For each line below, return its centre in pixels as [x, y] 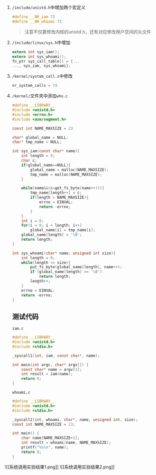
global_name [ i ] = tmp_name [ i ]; [63, 230]
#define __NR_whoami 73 [37, 22]
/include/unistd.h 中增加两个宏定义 [49, 7]
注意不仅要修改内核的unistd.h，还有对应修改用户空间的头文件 [88, 32]
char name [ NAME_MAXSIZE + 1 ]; [50, 438]
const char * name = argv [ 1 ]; [52, 369]
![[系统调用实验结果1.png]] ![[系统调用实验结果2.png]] [60, 467]
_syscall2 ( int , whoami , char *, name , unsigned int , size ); [75, 420]
